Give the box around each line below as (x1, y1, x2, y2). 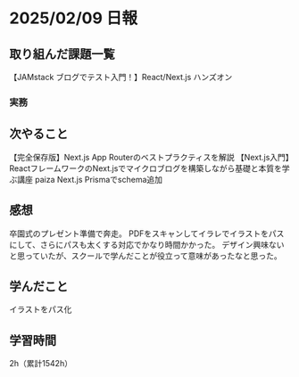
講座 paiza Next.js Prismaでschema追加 (16, 174, 163, 184)
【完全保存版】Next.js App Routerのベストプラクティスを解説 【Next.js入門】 (9, 152, 290, 162)
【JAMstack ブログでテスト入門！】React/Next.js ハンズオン (9, 72, 233, 82)
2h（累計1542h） (9, 358, 73, 369)
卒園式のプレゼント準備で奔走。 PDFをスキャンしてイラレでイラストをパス (9, 228, 285, 239)
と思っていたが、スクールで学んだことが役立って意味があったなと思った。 (9, 250, 283, 261)
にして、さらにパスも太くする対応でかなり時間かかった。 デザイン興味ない (9, 239, 285, 250)
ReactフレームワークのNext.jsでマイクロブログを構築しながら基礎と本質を (9, 162, 283, 174)
